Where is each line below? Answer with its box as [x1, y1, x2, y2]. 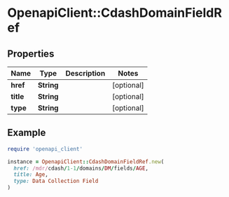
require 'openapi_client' [7, 145, 83, 152]
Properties [7, 48, 55, 60]
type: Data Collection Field [13, 177, 99, 185]
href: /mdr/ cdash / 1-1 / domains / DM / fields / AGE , [13, 165, 149, 172]
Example [7, 127, 46, 139]
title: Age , [13, 171, 49, 178]
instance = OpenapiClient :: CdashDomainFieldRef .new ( [7, 158, 165, 165]
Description [65, 69, 106, 78]
